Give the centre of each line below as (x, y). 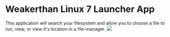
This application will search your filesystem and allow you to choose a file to (85, 23)
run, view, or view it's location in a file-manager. (55, 29)
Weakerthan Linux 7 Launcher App (80, 9)
